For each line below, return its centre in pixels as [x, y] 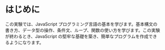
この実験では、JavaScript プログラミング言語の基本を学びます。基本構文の [81, 24]
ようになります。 [26, 42]
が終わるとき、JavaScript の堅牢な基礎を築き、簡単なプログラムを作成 [77, 36]
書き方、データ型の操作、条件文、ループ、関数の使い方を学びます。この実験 [83, 30]
